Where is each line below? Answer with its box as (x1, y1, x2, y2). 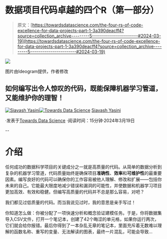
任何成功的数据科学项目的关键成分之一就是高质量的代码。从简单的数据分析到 (5, 164, 162, 170)
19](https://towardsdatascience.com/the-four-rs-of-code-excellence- (17, 38, 161, 44)
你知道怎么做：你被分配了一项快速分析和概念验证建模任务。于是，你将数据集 (5, 210, 162, 216)
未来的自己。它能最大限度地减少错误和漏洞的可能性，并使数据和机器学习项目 (5, 182, 162, 188)
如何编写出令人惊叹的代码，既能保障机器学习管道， (5, 84, 162, 93)
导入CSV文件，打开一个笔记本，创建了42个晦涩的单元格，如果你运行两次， (5, 216, 159, 222)
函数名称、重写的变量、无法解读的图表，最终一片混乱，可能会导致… (13, 229, 153, 235)
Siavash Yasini (91, 107, 121, 113)
